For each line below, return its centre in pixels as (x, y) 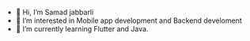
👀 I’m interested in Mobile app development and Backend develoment (129, 20)
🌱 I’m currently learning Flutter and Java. (82, 29)
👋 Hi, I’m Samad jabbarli (55, 12)
